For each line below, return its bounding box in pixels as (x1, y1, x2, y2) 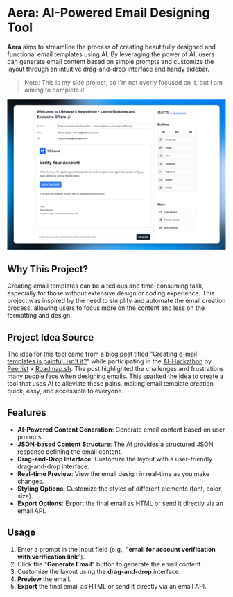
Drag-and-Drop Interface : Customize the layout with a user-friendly (17, 455, 213, 463)
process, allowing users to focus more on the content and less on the (7, 304, 205, 312)
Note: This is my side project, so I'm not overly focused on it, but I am (24, 78, 223, 86)
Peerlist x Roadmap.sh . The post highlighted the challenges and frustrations (7, 365, 224, 373)
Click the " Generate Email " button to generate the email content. (17, 559, 202, 568)
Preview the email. (17, 575, 71, 583)
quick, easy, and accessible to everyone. (7, 387, 123, 395)
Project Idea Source (7, 332, 94, 343)
